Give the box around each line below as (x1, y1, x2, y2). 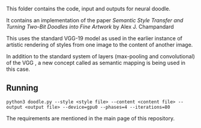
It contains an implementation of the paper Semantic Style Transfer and (6, 17, 184, 23)
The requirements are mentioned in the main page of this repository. (6, 114, 175, 122)
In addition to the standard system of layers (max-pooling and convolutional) (6, 53, 195, 59)
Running (6, 83, 39, 93)
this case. (6, 66, 31, 73)
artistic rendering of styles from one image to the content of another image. (6, 41, 193, 48)
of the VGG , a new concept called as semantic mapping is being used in (6, 59, 186, 66)
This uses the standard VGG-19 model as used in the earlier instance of (6, 35, 183, 41)
